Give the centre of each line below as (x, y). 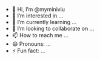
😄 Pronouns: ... (32, 44)
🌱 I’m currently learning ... (44, 22)
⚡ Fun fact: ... (28, 51)
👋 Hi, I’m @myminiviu (38, 9)
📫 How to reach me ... (40, 35)
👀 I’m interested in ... (38, 16)
